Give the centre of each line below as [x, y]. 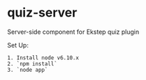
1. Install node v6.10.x [43, 58]
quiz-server [42, 13]
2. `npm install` [32, 63]
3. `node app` [28, 70]
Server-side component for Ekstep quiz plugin [73, 32]
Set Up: [18, 45]
